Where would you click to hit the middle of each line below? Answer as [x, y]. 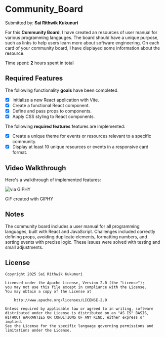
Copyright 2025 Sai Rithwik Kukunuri [44, 274]
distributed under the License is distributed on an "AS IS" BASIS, [77, 313]
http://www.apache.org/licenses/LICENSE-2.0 [61, 300]
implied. [14, 322]
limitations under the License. [38, 330]
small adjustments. [24, 247]
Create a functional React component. [51, 105]
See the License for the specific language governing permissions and [79, 326]
